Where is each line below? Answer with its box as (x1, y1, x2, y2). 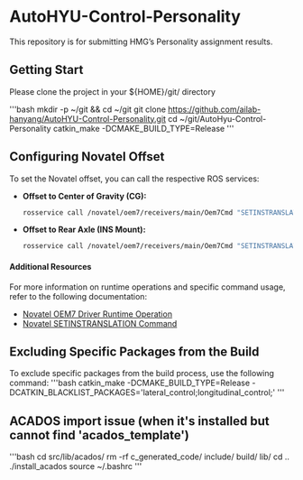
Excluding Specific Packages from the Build (9, 344, 260, 359)
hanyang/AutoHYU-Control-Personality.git (9, 113, 167, 124)
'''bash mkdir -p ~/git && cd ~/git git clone (9, 104, 167, 115)
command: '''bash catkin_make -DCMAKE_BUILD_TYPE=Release (9, 377, 251, 389)
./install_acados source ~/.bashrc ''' (9, 461, 142, 472)
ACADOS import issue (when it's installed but (9, 413, 270, 429)
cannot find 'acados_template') (9, 427, 189, 443)
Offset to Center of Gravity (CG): (22, 190, 147, 201)
